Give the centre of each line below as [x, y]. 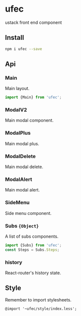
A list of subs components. [32, 236]
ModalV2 [16, 110]
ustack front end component [33, 22]
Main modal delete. [24, 167]
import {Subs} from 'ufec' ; [33, 245]
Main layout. [17, 88]
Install [15, 38]
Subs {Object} [22, 226]
